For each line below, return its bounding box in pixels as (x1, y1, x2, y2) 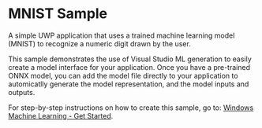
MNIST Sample (8, 5, 108, 23)
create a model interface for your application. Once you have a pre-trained (8, 62, 251, 71)
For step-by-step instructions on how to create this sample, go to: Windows (8, 103, 254, 112)
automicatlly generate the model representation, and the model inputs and (8, 79, 249, 89)
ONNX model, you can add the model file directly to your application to (8, 71, 238, 80)
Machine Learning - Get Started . (8, 111, 114, 120)
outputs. (8, 87, 36, 97)
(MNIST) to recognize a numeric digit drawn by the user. (8, 38, 191, 48)
